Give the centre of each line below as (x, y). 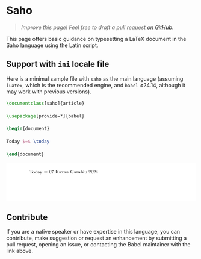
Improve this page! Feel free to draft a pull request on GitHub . (97, 27)
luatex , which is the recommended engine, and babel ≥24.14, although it (96, 85)
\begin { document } (28, 129)
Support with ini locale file (58, 64)
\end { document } (25, 154)
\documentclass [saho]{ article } (45, 103)
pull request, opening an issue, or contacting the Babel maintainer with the (98, 245)
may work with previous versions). (49, 92)
